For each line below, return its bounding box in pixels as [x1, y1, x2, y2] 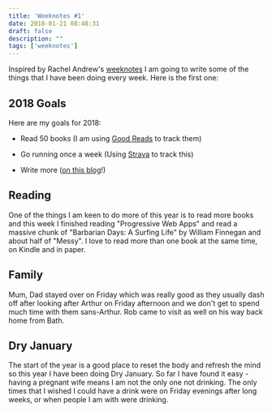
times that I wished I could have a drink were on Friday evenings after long [8, 386, 257, 396]
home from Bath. [8, 315, 65, 325]
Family [8, 268, 43, 282]
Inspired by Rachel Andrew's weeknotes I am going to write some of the [8, 64, 249, 74]
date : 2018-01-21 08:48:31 [8, 19, 100, 28]
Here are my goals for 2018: [8, 118, 101, 127]
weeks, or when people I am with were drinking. [8, 395, 169, 405]
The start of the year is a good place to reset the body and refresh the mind [8, 360, 261, 370]
